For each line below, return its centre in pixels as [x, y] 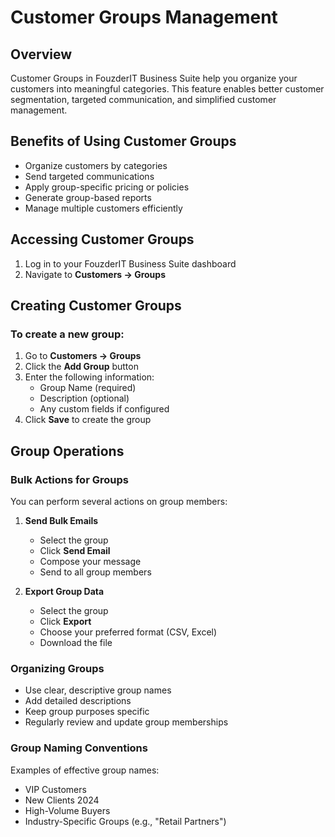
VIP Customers [55, 789]
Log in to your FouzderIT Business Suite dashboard [130, 263]
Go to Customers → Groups [83, 356]
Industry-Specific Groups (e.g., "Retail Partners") [125, 821]
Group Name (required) [88, 388]
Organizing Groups [57, 668]
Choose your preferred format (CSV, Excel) [128, 632]
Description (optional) [84, 398]
